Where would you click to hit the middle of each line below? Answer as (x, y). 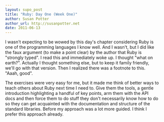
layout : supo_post (24, 10)
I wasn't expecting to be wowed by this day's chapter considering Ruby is (79, 42)
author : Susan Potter (27, 19)
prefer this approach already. (34, 114)
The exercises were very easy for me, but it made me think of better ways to (82, 83)
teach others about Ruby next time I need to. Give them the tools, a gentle (79, 88)
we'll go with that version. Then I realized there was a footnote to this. (75, 68)
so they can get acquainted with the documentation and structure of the (78, 104)
